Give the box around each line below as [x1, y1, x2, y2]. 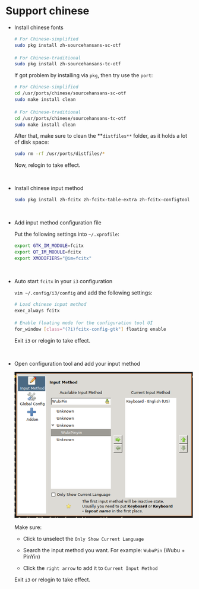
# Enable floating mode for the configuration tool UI [14, 320, 153, 326]
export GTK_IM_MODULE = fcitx [14, 243, 84, 249]
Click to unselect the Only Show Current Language [23, 536, 144, 543]
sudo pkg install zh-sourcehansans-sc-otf [14, 42, 121, 48]
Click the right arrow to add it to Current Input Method [23, 565, 158, 572]
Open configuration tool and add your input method [14, 360, 141, 368]
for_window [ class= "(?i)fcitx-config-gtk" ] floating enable [14, 327, 166, 332]
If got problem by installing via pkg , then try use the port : [14, 72, 153, 79]
